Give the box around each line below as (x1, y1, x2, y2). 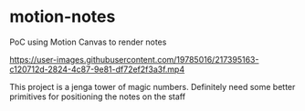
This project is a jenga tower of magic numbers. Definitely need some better (9, 81, 296, 92)
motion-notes (9, 6, 116, 27)
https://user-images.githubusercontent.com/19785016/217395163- (9, 54, 259, 65)
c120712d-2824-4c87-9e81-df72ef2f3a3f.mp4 (9, 64, 185, 75)
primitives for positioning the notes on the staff (9, 91, 185, 102)
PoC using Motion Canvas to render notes (9, 36, 167, 47)
